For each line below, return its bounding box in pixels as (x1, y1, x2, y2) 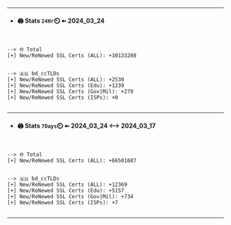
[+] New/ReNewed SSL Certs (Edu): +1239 (7, 82, 125, 89)
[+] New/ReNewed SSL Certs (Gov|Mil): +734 (7, 193, 134, 200)
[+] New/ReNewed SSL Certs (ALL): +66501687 (7, 157, 137, 165)
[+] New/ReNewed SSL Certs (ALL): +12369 (7, 181, 128, 189)
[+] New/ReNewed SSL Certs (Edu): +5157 (7, 187, 125, 194)
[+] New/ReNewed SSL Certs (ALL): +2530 (7, 76, 125, 83)
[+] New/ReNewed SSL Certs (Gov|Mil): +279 (7, 88, 134, 95)
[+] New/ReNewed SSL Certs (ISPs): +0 (7, 94, 118, 102)
